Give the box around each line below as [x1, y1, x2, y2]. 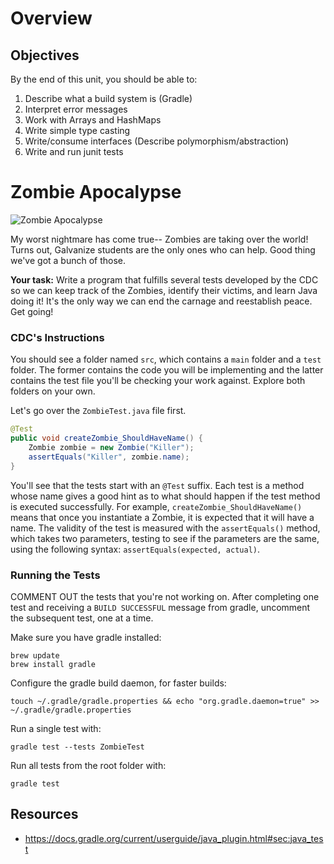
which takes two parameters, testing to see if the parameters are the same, [10, 532, 320, 544]
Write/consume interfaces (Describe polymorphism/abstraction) [24, 135, 290, 147]
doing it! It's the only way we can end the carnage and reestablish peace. [10, 295, 313, 307]
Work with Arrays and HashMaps [24, 114, 162, 126]
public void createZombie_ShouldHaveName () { [10, 433, 203, 444]
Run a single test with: [10, 722, 102, 734]
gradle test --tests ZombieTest [10, 742, 145, 752]
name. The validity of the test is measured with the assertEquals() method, [10, 522, 321, 534]
